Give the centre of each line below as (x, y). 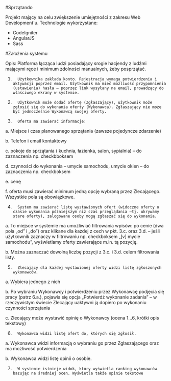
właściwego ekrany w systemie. (46, 93)
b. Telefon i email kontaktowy (36, 141)
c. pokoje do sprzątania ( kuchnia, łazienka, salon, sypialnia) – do (74, 151)
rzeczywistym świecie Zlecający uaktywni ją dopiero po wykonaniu (76, 302)
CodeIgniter (25, 33)
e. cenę (13, 182)
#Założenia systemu (27, 54)
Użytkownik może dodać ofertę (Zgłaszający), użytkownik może (85, 102)
